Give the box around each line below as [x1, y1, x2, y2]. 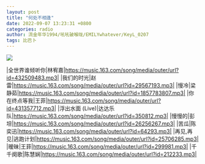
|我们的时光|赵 [60, 74, 97, 81]
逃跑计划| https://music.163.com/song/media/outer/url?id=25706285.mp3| [13, 135, 199, 143]
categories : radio [6, 26, 53, 32]
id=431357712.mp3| [6, 105, 57, 112]
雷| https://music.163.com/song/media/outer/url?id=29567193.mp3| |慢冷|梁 [6, 82, 196, 89]
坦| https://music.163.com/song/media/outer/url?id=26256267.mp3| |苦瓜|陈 [6, 120, 196, 127]
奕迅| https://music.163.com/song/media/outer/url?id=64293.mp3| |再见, [6, 128, 188, 135]
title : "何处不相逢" [6, 15, 54, 21]
